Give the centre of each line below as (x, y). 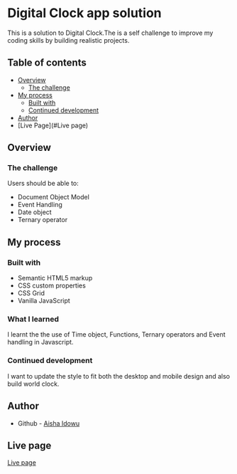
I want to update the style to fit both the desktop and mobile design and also (119, 376)
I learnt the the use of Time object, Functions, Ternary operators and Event (116, 335)
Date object (34, 212)
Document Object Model (54, 197)
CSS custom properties (52, 285)
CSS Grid (31, 293)
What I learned (33, 320)
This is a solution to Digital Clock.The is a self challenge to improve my (110, 33)
